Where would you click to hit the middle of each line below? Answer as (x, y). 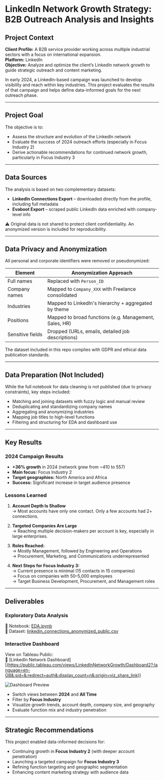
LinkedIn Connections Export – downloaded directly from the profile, (82, 199)
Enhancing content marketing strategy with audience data (70, 772)
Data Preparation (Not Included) (54, 375)
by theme (58, 309)
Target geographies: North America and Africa (60, 477)
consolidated (62, 295)
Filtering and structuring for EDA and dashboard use (64, 422)
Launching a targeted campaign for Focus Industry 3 (66, 762)
